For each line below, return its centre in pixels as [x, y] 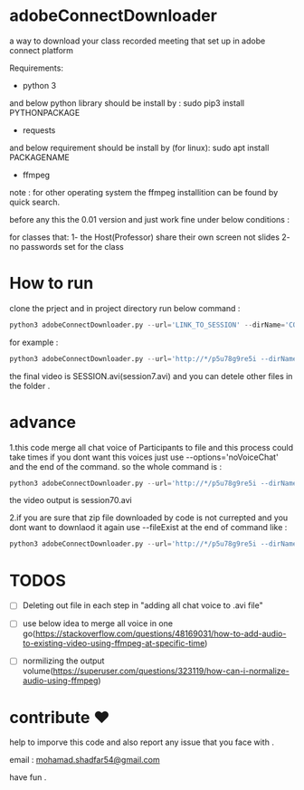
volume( [38, 671]
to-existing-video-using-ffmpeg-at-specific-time [114, 643]
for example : [34, 342]
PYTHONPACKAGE [45, 112]
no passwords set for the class [66, 246]
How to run [52, 284]
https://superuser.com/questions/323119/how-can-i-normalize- [171, 671]
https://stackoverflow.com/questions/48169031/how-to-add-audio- [161, 633]
